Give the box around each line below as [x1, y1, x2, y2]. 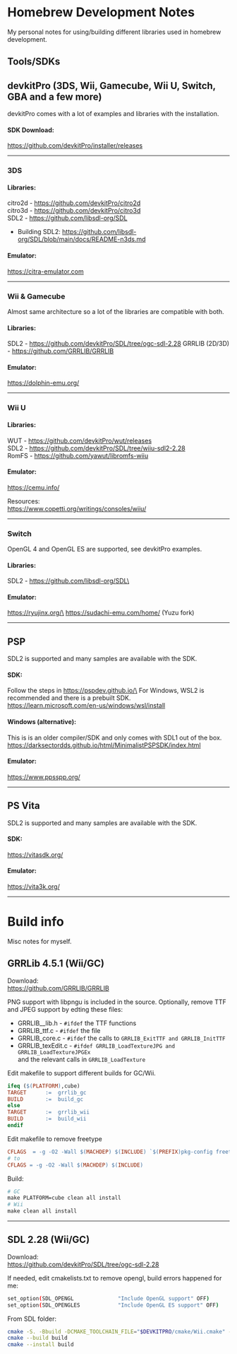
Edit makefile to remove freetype [7, 1134, 102, 1143]
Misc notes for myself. [7, 937, 72, 945]
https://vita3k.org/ [7, 882, 60, 891]
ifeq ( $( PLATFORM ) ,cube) [7, 1082, 80, 1090]
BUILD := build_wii [7, 1115, 87, 1123]
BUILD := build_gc [7, 1095, 83, 1103]
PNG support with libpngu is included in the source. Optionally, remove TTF [7, 998, 227, 1006]
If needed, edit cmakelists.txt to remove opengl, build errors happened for [7, 1273, 222, 1282]
